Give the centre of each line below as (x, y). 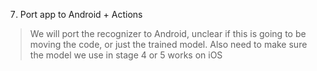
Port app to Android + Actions (81, 14)
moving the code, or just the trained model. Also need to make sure (168, 44)
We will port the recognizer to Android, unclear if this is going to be (168, 33)
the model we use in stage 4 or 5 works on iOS (126, 55)
